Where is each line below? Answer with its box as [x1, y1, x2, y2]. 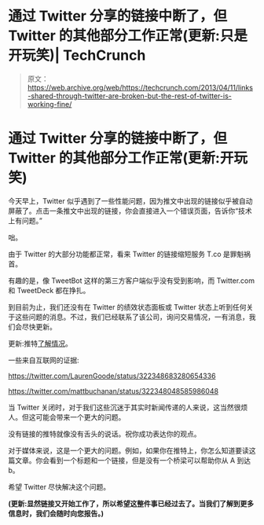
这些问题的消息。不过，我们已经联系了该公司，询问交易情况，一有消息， [14, 312, 249, 321]
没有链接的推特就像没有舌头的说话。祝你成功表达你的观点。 [8, 429, 201, 439]
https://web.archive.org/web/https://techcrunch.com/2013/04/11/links [27, 83, 254, 92]
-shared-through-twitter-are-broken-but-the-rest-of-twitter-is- [27, 91, 232, 101]
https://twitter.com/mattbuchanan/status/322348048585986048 [8, 386, 218, 395]
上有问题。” [8, 215, 43, 225]
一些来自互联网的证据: [8, 355, 80, 365]
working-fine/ [27, 99, 72, 108]
